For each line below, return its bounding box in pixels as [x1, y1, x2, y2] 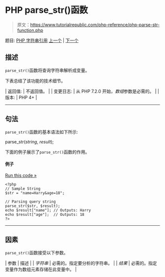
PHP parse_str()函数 [5, 4, 88, 16]
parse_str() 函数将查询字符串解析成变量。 [5, 67, 90, 73]
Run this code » [5, 172, 37, 178]
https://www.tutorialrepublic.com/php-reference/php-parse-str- [30, 22, 160, 28]
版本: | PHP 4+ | [5, 94, 37, 100]
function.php [17, 27, 43, 33]
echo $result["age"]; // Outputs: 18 [5, 212, 84, 217]
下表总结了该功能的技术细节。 [5, 77, 65, 84]
